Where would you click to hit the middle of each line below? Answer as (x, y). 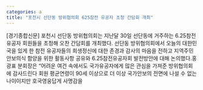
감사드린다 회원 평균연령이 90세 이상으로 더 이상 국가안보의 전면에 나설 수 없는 (105, 73)
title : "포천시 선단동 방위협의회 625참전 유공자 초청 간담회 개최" (80, 18)
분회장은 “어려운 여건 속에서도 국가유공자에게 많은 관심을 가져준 (92, 66)
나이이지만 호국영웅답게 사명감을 (45, 81)
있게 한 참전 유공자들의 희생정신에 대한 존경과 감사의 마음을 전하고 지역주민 (105, 50)
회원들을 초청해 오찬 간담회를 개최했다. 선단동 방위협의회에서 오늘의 (101, 43)
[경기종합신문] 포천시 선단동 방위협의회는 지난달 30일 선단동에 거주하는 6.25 (96, 35)
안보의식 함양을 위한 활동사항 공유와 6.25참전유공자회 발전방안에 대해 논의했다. (99, 58)
